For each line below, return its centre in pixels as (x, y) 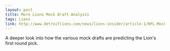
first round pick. (22, 43)
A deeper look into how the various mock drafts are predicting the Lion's (81, 38)
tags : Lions (18, 19)
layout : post (19, 10)
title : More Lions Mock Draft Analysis (47, 14)
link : (11, 24)
